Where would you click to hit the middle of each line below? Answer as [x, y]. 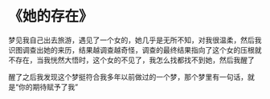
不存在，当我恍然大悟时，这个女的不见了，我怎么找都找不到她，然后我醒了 [131, 60]
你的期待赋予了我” [49, 87]
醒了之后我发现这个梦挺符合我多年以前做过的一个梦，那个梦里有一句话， [128, 77]
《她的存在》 [51, 16]
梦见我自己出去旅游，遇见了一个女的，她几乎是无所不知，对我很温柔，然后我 [135, 40]
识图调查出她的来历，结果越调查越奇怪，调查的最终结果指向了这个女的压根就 [135, 49]
